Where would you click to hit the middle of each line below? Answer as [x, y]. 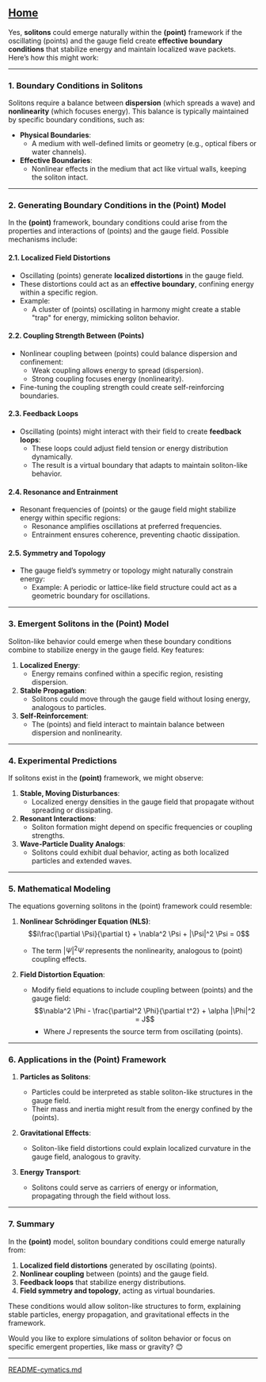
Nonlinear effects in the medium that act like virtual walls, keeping [139, 169]
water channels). [59, 152]
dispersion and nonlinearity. [77, 732]
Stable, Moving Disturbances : [70, 793]
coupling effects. [59, 959]
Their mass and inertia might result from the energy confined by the [142, 1109]
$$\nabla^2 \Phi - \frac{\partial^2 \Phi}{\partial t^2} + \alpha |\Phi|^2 [145, 1010]
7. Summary [32, 1224]
